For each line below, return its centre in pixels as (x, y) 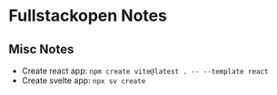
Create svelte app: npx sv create (84, 81)
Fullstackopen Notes (88, 16)
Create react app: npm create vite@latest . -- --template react (145, 71)
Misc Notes (41, 49)
